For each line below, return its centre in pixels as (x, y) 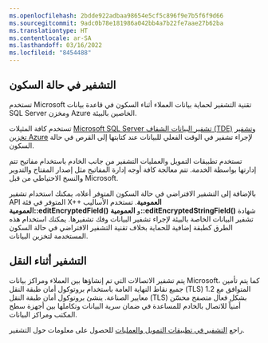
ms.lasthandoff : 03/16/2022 (56, 46)
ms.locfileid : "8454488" (50, 53)
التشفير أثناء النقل (48, 261)
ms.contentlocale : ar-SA (50, 38)
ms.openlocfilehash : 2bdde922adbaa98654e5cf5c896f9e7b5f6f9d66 (116, 16)
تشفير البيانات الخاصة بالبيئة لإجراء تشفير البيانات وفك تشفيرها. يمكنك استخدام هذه (131, 219)
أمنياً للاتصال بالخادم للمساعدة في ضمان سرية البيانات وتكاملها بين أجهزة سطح (125, 305)
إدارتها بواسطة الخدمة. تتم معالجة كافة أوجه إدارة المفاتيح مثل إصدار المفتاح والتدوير (133, 170)
